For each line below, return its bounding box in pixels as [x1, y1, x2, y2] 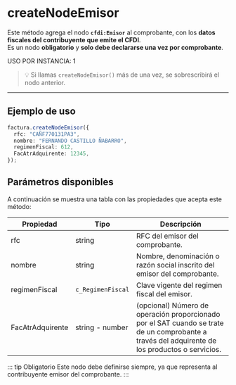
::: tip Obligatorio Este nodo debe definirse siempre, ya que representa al [7, 362, 218, 371]
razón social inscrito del [136, 260, 215, 270]
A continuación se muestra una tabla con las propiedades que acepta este [7, 195, 223, 203]
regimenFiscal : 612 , [13, 144, 74, 151]
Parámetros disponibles [7, 176, 114, 188]
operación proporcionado [136, 309, 221, 319]
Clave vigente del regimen [136, 280, 223, 290]
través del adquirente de [136, 336, 217, 346]
